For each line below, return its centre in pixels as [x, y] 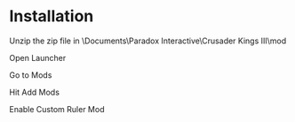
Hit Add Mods [35, 92]
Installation [52, 16]
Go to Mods [31, 75]
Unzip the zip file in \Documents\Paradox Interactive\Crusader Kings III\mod [148, 41]
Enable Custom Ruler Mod [57, 109]
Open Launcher [38, 57]
